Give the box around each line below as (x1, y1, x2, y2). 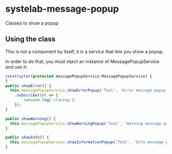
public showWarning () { (5, 116, 56, 121)
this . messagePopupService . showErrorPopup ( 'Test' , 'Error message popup (10, 88, 166, 93)
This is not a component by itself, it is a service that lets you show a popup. (5, 48, 164, 54)
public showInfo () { (5, 135, 50, 140)
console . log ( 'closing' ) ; (24, 98, 77, 103)
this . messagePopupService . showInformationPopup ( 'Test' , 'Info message (10, 140, 164, 145)
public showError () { (5, 83, 52, 89)
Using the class (5, 35, 56, 43)
